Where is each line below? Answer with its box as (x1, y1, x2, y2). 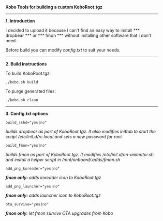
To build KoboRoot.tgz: (5, 70, 51, 76)
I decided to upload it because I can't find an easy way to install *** (5, 28, 140, 33)
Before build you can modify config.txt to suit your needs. (5, 47, 120, 53)
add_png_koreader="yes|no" (5, 166, 60, 171)
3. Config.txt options (5, 111, 48, 116)
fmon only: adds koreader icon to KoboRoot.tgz (5, 174, 101, 180)
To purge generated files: (5, 88, 56, 94)
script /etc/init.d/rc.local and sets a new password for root (5, 134, 122, 140)
